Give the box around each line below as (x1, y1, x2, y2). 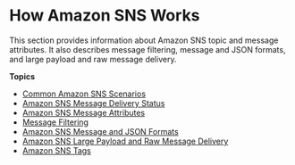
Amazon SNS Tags (21, 144, 92, 156)
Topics (9, 70, 36, 81)
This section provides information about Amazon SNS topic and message (9, 35, 279, 45)
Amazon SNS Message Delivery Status (21, 97, 165, 108)
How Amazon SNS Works (9, 5, 200, 26)
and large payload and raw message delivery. (9, 54, 177, 64)
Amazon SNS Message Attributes (21, 107, 146, 118)
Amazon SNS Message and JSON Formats (21, 126, 179, 136)
